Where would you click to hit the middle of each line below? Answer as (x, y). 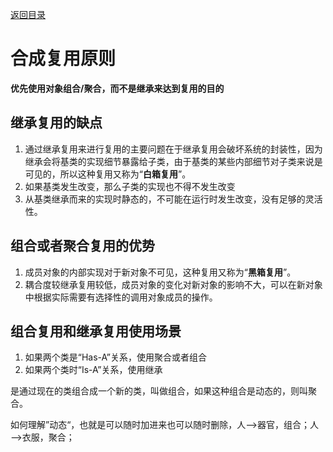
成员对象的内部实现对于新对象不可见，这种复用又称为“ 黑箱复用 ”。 (160, 272)
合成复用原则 (63, 59)
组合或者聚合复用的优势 (82, 246)
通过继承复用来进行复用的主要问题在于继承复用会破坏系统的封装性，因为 (173, 149)
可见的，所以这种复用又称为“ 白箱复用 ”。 (108, 174)
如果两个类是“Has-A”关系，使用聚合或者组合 (115, 357)
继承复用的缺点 (56, 123)
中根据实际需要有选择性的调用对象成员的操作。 (121, 297)
